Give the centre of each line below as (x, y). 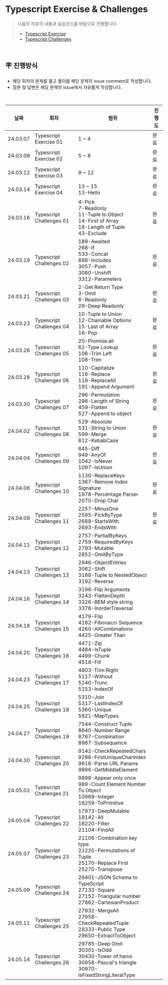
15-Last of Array (98, 326)
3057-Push (92, 266)
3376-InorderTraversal (106, 608)
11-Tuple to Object (101, 214)
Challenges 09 (52, 461)
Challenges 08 (52, 434)
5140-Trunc (93, 683)
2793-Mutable (96, 548)
